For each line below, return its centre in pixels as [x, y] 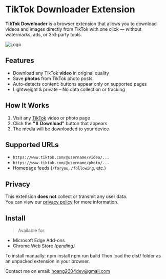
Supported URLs [32, 145]
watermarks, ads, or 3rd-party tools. [44, 34]
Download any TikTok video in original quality [61, 73]
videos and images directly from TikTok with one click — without [74, 29]
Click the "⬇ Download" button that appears [60, 123]
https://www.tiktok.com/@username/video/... [61, 157]
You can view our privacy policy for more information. [62, 202]
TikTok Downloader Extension [70, 9]
